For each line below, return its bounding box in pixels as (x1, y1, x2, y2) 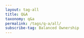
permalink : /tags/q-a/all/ (5, 21, 61, 26)
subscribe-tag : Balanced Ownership (5, 26, 79, 31)
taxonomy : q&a (5, 16, 35, 21)
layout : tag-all (5, 7, 39, 12)
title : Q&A (5, 12, 28, 17)
